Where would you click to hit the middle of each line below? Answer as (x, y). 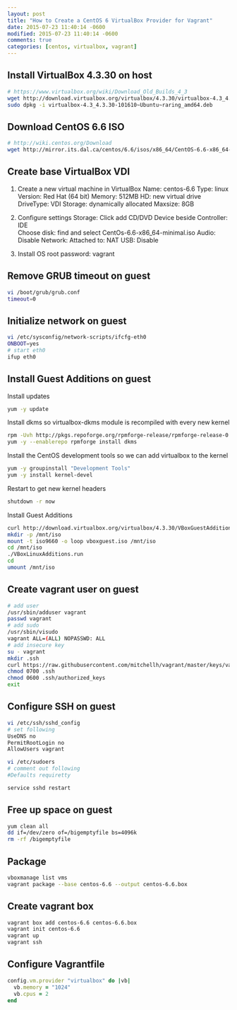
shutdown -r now (31, 501)
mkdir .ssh (23, 658)
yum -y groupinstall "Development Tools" (69, 469)
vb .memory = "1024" (42, 987)
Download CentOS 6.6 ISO (66, 127)
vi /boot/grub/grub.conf (44, 292)
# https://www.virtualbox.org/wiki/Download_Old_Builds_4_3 (98, 92)
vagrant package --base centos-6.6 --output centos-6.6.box (98, 884)
